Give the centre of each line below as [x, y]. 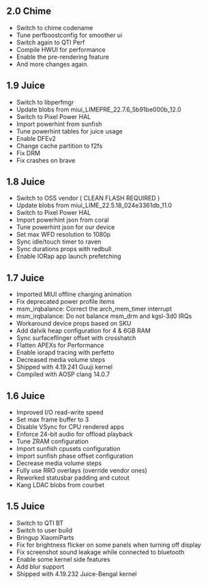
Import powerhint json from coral [62, 220]
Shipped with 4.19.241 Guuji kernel [64, 367]
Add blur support [40, 567]
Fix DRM [28, 153]
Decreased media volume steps [61, 360]
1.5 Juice [26, 507]
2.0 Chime [29, 11]
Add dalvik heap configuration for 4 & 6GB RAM [83, 330]
